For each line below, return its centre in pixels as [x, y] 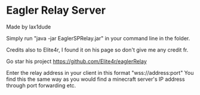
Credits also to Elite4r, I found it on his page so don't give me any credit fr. [97, 50]
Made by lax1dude [29, 27]
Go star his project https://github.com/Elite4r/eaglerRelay [77, 61]
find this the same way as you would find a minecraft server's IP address [96, 79]
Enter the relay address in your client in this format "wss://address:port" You [100, 72]
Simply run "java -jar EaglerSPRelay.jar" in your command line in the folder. [98, 38]
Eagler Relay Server [56, 10]
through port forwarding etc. [41, 85]
